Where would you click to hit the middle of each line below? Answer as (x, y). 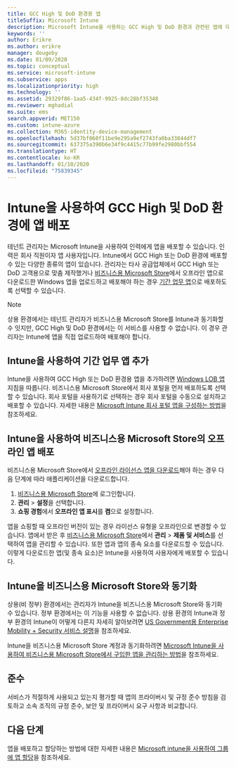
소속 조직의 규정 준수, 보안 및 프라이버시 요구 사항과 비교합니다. (112, 705)
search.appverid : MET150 (44, 118)
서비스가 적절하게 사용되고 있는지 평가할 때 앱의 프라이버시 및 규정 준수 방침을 (113, 697)
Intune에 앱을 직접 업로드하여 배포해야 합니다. (88, 336)
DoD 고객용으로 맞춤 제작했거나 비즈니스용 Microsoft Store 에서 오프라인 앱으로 (116, 272)
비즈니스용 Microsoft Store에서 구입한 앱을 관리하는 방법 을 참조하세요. (122, 654)
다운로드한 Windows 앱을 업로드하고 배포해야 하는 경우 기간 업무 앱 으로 (105, 282)
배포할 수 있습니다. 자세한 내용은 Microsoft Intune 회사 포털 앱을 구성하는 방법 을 (117, 405)
